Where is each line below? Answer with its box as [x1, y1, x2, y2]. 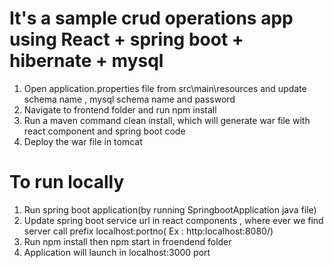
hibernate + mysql [9, 50, 164, 72]
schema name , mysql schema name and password [23, 93, 236, 105]
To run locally [9, 171, 125, 194]
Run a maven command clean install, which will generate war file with [23, 114, 311, 126]
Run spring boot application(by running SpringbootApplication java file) [23, 203, 317, 216]
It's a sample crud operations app [9, 7, 294, 30]
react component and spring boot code [23, 125, 186, 137]
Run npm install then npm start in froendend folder [23, 235, 232, 247]
